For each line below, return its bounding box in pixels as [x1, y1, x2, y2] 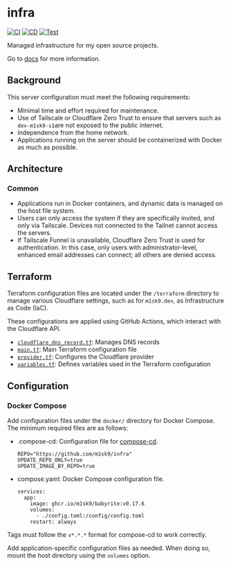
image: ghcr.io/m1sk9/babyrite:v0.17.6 [30, 500, 145, 507]
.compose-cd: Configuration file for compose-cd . [17, 437, 158, 445]
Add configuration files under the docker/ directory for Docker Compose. [7, 416, 215, 424]
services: [17, 488, 46, 495]
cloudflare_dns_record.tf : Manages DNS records [17, 338, 160, 346]
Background [7, 75, 61, 86]
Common [7, 184, 39, 194]
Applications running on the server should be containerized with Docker [17, 135, 223, 144]
